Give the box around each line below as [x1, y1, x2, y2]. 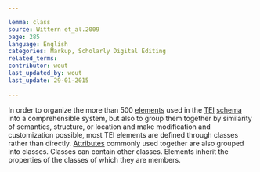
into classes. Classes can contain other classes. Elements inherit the [8, 146, 229, 156]
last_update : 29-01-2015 [8, 76, 89, 84]
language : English [8, 40, 68, 48]
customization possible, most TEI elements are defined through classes [8, 130, 239, 139]
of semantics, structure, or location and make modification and [8, 122, 211, 131]
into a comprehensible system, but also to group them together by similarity [8, 113, 252, 123]
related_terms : [8, 55, 58, 63]
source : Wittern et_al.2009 [8, 25, 100, 34]
